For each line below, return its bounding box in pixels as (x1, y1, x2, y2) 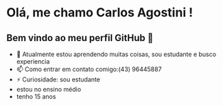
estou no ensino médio (16, 85, 82, 93)
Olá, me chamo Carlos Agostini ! (6, 5, 193, 21)
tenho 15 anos (16, 92, 56, 101)
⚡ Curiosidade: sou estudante (16, 75, 101, 83)
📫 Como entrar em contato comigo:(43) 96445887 (16, 65, 162, 73)
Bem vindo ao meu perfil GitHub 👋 (6, 32, 154, 44)
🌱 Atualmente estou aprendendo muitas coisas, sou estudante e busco (16, 50, 217, 58)
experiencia (16, 57, 50, 66)
